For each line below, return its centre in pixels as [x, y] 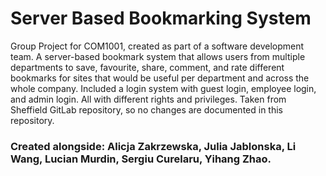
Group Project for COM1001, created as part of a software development [157, 46]
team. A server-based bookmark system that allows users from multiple [158, 56]
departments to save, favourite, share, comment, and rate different [147, 67]
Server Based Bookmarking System [161, 18]
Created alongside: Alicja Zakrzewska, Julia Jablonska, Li [153, 146]
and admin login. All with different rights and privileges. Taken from [148, 99]
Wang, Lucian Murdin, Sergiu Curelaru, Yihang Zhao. [141, 159]
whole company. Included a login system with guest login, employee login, [163, 88]
